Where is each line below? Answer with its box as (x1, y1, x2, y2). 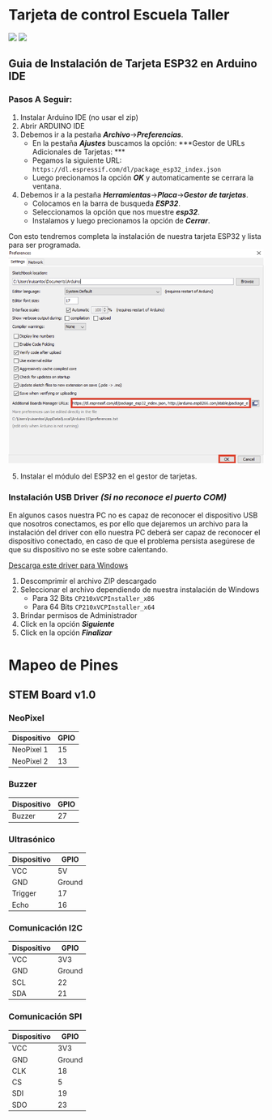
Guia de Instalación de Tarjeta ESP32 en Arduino (8, 57, 257, 70)
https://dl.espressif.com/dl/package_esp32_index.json (32, 165, 221, 173)
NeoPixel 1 (11, 745, 49, 755)
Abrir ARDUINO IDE (19, 121, 85, 130)
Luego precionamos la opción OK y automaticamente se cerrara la (32, 172, 254, 182)
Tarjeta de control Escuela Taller (8, 6, 230, 24)
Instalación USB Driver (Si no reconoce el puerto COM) (8, 492, 227, 503)
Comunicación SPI (8, 1011, 83, 1022)
